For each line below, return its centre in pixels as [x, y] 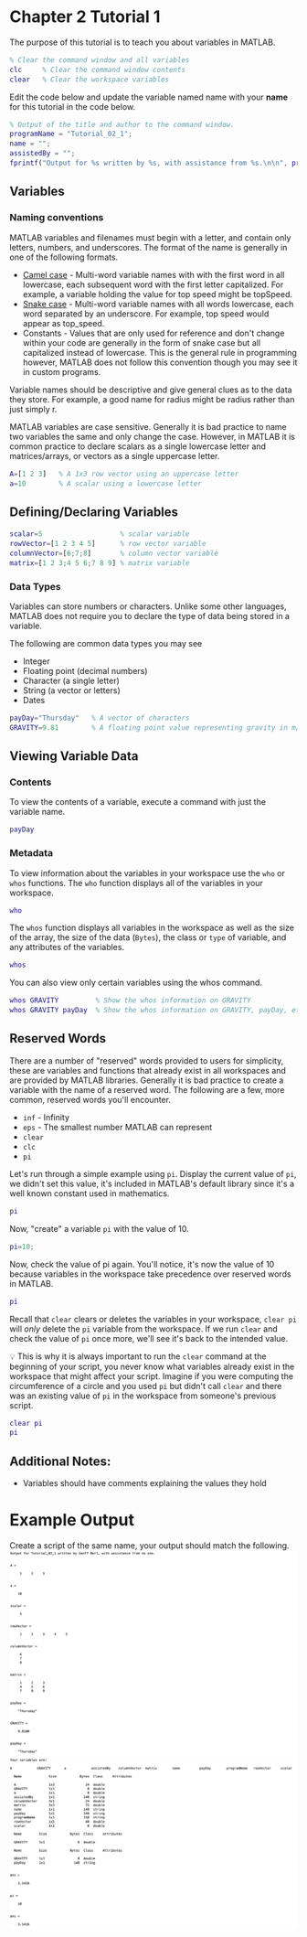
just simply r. [33, 409]
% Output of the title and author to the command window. [122, 124]
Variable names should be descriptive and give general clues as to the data [151, 390]
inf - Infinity [46, 1117]
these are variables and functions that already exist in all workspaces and [148, 1070]
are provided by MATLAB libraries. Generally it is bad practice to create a [147, 1080]
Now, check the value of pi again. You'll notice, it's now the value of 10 [142, 1264]
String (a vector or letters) [71, 690]
